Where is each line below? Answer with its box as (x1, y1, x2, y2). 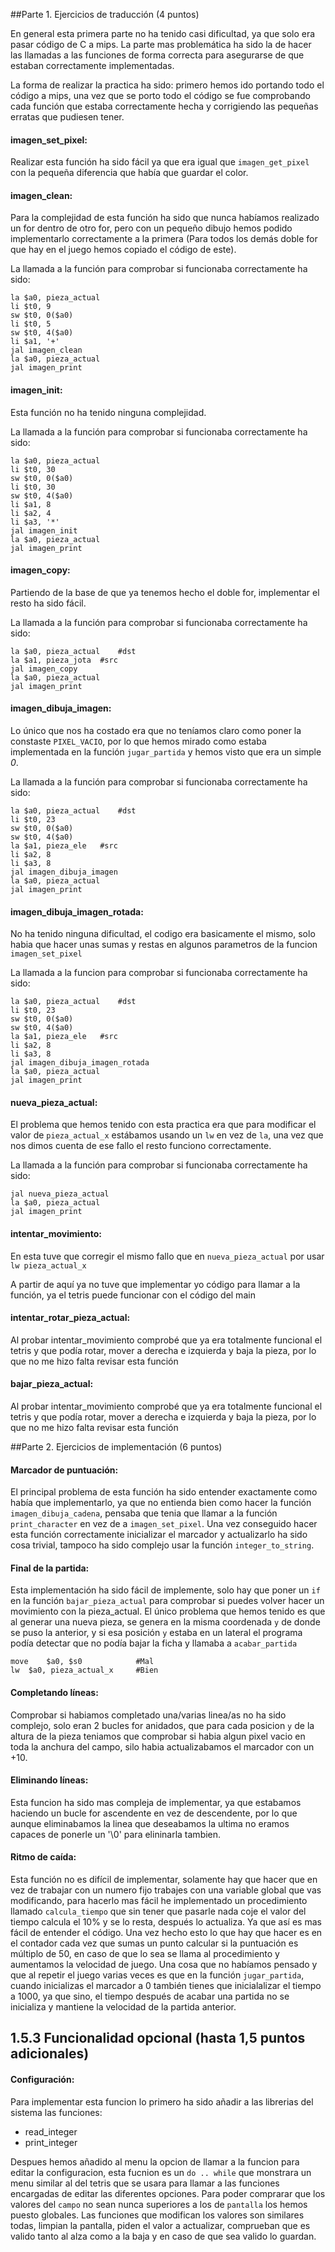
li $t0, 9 (10, 302, 52, 312)
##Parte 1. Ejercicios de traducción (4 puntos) (10, 9, 200, 20)
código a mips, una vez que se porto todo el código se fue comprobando (10, 90, 311, 101)
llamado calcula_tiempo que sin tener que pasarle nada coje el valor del (10, 1905, 307, 1918)
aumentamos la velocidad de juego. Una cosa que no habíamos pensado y (10, 1959, 318, 1971)
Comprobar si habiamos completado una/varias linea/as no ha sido (10, 1709, 287, 1721)
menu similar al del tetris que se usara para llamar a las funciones (10, 2177, 280, 2189)
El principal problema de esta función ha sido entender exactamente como (10, 1486, 318, 1498)
